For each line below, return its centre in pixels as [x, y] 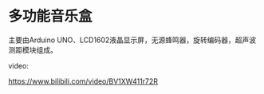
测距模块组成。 [33, 49]
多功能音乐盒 [51, 16]
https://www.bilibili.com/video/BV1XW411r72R [83, 81]
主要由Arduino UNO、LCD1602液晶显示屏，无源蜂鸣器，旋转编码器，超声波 [132, 40]
